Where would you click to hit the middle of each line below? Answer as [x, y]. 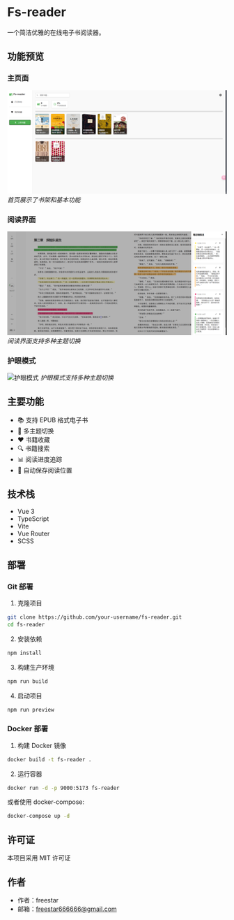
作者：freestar [38, 900]
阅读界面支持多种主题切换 [44, 341]
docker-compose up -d [39, 816]
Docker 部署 [28, 729]
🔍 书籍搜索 [33, 448]
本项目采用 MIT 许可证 [39, 858]
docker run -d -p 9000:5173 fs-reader [63, 788]
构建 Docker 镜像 [41, 745]
